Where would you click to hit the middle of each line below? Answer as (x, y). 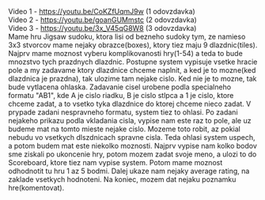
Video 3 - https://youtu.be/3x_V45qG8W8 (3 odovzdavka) (102, 28)
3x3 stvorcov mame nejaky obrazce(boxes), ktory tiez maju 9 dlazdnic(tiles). (133, 45)
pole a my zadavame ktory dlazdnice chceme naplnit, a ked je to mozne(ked (132, 70)
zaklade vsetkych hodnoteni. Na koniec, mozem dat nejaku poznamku (122, 179)
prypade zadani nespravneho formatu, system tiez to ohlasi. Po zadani (123, 112)
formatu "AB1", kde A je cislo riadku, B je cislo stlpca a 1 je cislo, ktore (121, 95)
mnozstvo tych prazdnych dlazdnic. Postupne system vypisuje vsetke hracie (133, 62)
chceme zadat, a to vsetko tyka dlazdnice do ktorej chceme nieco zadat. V (130, 104)
